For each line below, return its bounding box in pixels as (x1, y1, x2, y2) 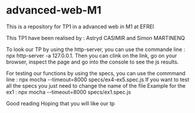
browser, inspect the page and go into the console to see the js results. (6, 58, 179, 65)
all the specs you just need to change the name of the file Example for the (6, 82, 186, 89)
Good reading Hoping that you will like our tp (6, 99, 115, 107)
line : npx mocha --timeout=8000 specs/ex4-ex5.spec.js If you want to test (6, 76, 190, 83)
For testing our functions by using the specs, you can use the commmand (6, 69, 186, 77)
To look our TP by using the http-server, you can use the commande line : (6, 45, 186, 53)
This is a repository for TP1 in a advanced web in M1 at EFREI (6, 23, 155, 30)
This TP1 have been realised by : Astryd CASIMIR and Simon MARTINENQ (6, 34, 185, 41)
